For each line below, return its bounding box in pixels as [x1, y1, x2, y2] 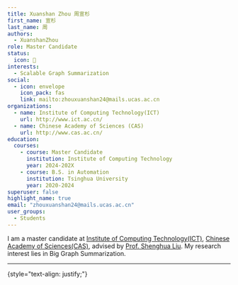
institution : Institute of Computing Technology [25, 155, 173, 163]
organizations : [7, 103, 52, 110]
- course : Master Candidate [20, 149, 103, 156]
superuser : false [7, 189, 59, 196]
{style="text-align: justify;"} [7, 269, 88, 278]
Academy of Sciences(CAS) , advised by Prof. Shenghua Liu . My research [7, 242, 222, 250]
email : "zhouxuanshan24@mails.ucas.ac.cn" [7, 201, 135, 209]
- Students [13, 215, 46, 222]
